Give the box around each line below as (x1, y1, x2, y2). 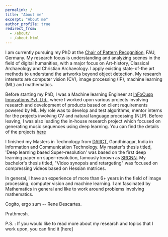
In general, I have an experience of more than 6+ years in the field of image (5, 175, 162, 181)
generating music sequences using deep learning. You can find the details (5, 123, 159, 129)
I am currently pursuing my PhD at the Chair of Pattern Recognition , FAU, (5, 49, 156, 55)
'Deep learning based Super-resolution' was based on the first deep (5, 149, 146, 155)
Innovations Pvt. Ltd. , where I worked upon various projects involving (5, 96, 148, 102)
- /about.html (10, 36, 39, 41)
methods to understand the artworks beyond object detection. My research (5, 71, 161, 77)
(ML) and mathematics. (5, 81, 54, 87)
